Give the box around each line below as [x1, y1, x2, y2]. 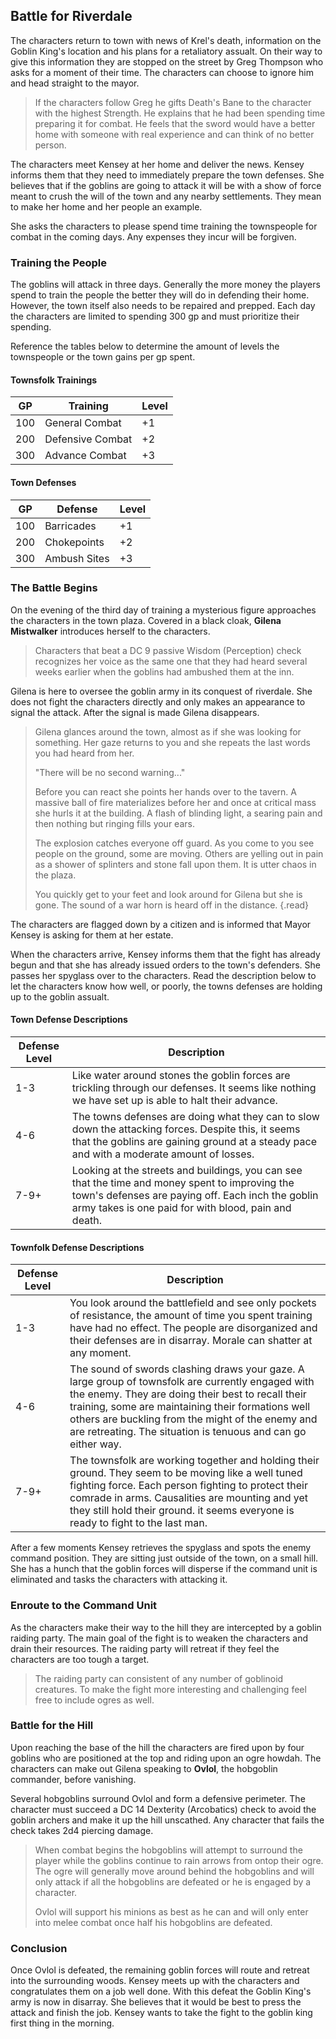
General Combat [44, 416, 122, 430]
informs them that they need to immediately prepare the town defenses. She [10, 169, 325, 181]
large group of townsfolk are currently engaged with [69, 1375, 315, 1389]
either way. [69, 1437, 122, 1451]
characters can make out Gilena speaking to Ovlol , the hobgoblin [10, 1762, 278, 1774]
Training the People [10, 255, 107, 269]
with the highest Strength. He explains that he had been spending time [34, 107, 326, 119]
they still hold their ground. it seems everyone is [69, 1504, 295, 1518]
